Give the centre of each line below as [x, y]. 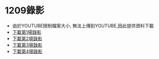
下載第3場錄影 [27, 45]
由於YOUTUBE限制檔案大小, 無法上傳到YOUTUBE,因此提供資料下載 [83, 26]
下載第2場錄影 [27, 38]
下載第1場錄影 [27, 32]
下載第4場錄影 [27, 51]
